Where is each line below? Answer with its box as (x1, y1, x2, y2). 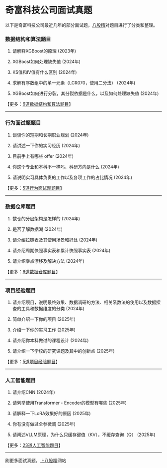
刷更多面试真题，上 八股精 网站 (5, 458, 66, 464)
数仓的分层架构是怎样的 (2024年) (12, 215, 81, 221)
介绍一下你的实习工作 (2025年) (12, 327, 76, 333)
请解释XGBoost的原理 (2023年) (12, 48, 76, 54)
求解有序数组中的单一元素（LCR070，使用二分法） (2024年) (12, 80, 136, 86)
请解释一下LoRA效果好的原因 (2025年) (12, 411, 91, 417)
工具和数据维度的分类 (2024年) (21, 306, 84, 312)
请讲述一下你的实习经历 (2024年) (12, 142, 81, 148)
